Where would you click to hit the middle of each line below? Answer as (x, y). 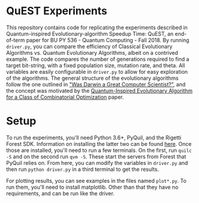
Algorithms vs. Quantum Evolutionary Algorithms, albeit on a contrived (92, 52)
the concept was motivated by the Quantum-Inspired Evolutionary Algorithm (99, 90)
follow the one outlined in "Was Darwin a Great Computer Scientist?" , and (96, 84)
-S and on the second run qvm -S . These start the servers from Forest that (96, 157)
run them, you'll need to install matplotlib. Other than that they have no (92, 187)
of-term (15, 40)
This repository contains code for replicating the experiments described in (97, 27)
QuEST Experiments (57, 11)
